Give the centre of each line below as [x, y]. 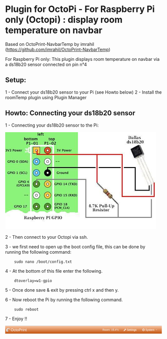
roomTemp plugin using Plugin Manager [46, 97]
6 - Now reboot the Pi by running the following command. [64, 300]
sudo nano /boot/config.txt [43, 262]
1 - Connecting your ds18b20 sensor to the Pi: [52, 125]
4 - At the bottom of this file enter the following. [54, 271]
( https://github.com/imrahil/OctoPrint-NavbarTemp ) [58, 49]
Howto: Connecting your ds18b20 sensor [70, 113]
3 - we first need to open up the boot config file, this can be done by [75, 247]
